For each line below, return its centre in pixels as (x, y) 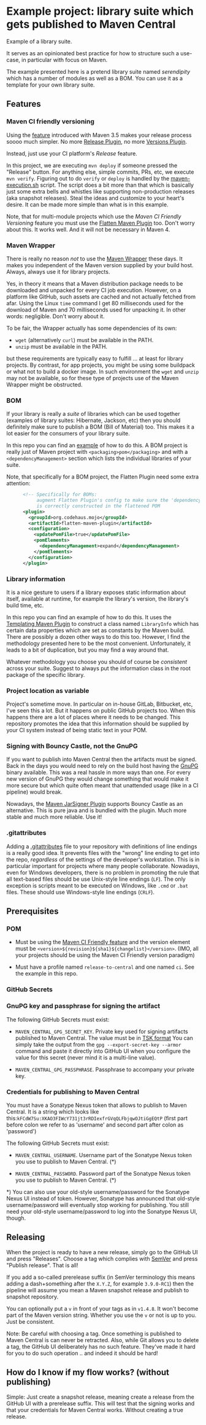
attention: (18, 483)
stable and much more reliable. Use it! (54, 817)
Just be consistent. (31, 1321)
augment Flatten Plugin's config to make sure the (102, 501)
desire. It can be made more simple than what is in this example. (87, 205)
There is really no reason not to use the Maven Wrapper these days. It (94, 259)
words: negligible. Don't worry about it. (55, 316)
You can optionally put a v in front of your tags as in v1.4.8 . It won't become (102, 1308)
